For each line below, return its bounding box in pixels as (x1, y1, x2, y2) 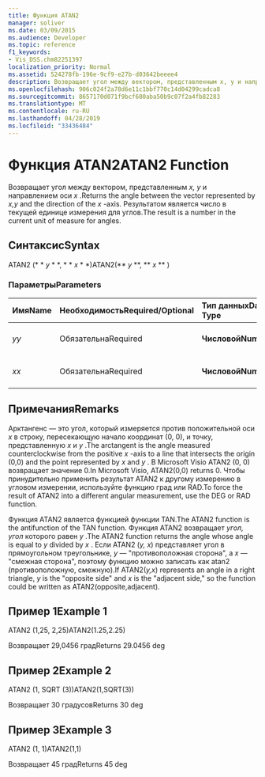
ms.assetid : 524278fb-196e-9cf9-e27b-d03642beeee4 (8, 70, 178, 78)
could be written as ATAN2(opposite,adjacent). (8, 582, 160, 591)
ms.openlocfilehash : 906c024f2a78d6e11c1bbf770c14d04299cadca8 (8, 85, 221, 93)
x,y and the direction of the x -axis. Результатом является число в (8, 199, 227, 208)
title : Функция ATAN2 (8, 11, 80, 20)
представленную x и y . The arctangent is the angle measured (8, 440, 211, 449)
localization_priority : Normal (8, 63, 111, 71)
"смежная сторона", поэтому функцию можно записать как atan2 (8, 556, 230, 566)
